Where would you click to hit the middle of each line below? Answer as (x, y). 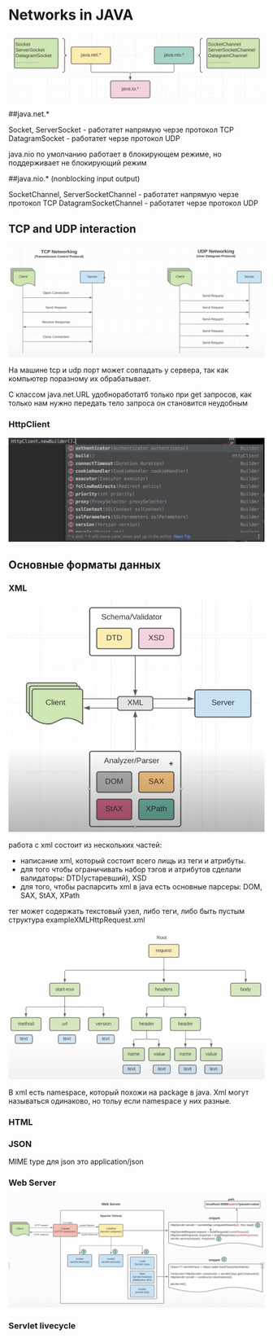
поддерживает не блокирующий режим (78, 163)
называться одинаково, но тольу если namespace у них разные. (120, 1101)
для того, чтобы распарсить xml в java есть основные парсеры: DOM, (141, 886)
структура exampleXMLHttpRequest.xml (77, 920)
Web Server (32, 1183)
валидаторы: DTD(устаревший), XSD (84, 878)
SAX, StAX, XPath (50, 895)
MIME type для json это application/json (76, 1161)
